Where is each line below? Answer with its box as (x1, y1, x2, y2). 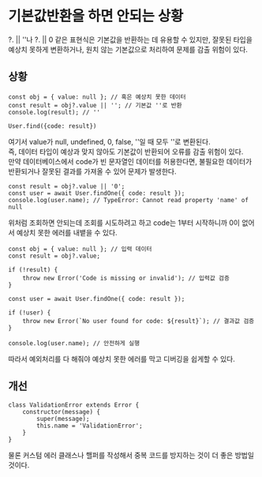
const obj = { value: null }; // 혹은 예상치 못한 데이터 (8, 92, 186, 101)
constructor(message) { (22, 408, 101, 415)
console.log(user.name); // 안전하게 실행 (8, 339, 140, 347)
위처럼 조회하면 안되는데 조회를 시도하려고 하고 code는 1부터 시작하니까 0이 (8, 218, 241, 227)
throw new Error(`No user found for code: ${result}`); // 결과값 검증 (22, 317, 255, 325)
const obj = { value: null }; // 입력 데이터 (8, 245, 152, 253)
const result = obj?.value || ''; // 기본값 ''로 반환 (8, 101, 182, 109)
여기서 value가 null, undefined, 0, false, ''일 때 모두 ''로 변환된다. (8, 137, 211, 146)
